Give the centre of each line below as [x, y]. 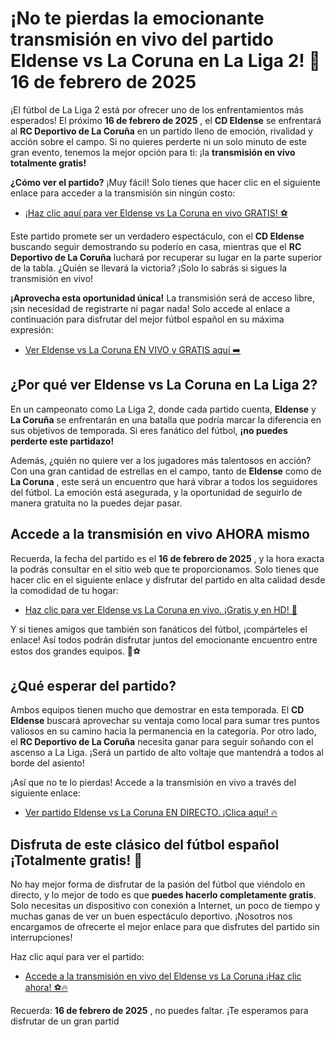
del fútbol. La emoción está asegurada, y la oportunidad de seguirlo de [156, 492]
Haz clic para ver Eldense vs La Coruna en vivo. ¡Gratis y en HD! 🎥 [161, 609]
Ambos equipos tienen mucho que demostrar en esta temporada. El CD [157, 710]
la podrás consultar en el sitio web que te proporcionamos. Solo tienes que [165, 569]
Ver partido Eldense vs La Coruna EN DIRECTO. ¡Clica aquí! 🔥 [151, 813]
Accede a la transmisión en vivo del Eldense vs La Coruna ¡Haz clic [163, 976]
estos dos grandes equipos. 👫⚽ [76, 651]
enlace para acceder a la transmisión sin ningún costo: [123, 193]
